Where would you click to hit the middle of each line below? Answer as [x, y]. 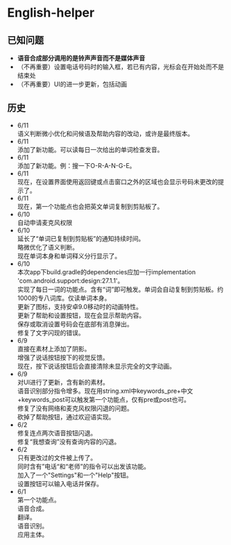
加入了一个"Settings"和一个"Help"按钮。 [75, 475]
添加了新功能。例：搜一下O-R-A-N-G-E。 [76, 165]
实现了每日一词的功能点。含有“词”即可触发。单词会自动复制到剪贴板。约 [120, 289]
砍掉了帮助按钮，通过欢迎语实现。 [66, 417]
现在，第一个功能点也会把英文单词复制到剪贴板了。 [90, 206]
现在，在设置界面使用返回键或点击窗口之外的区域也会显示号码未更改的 [118, 181]
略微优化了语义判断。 [48, 247]
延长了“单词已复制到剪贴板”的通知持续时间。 [81, 238]
